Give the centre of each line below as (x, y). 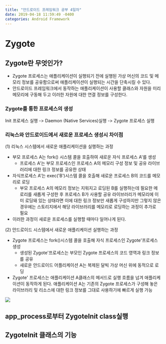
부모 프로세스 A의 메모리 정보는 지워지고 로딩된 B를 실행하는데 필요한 (86, 188)
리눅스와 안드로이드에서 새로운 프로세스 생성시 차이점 (64, 135)
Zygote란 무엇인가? (34, 63)
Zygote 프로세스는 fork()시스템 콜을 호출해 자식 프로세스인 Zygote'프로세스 (85, 240)
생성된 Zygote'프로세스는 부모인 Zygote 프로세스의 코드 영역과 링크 (85, 253)
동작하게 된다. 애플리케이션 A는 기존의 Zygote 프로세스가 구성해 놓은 (92, 283)
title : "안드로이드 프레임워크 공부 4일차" (43, 10)
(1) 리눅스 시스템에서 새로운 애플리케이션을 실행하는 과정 (59, 146)
